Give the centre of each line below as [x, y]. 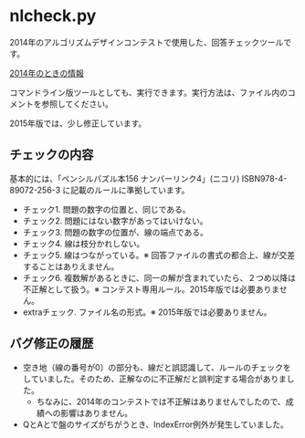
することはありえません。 [71, 266]
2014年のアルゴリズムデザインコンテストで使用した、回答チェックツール [147, 42]
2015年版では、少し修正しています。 [78, 123]
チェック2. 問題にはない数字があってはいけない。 [115, 221]
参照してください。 [77, 104]
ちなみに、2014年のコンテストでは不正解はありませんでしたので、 [161, 401]
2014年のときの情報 [47, 73]
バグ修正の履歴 [52, 344]
